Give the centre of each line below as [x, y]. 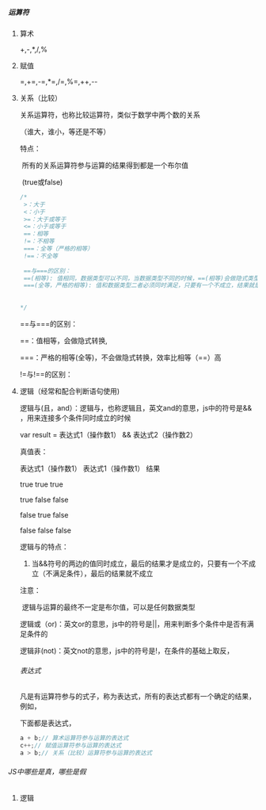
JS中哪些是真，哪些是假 [47, 772]
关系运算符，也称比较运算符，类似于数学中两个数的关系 [110, 114]
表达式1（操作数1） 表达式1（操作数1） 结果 [90, 468]
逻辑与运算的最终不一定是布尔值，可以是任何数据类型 [108, 607]
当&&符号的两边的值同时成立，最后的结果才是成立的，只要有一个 [137, 564]
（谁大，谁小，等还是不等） [65, 132]
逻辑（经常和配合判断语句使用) [70, 391]
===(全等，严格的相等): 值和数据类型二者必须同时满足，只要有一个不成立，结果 [136, 285]
